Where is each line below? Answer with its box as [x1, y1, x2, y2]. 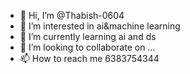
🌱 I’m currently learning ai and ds [19, 31, 157, 42]
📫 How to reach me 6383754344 [19, 53, 160, 64]
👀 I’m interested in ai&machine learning [19, 20, 181, 32]
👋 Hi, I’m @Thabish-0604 [19, 10, 125, 21]
